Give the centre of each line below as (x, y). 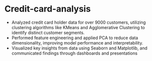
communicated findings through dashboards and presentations (74, 53)
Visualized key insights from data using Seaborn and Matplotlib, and (79, 48)
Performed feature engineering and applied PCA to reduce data (75, 38)
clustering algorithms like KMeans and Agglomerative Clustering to (78, 27)
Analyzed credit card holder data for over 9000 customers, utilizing (79, 22)
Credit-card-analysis (48, 9)
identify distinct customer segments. (48, 32)
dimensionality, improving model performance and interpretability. (77, 43)
